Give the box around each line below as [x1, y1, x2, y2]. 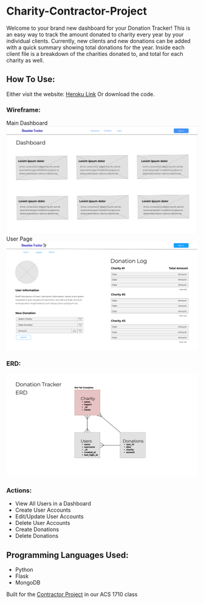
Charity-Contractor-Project [6, 4, 148, 18]
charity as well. [6, 57, 44, 64]
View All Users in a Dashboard [15, 500, 91, 507]
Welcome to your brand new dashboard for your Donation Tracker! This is [6, 24, 191, 32]
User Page [6, 235, 33, 242]
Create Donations [15, 526, 59, 533]
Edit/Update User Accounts [15, 513, 84, 520]
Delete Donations [15, 532, 59, 540]
